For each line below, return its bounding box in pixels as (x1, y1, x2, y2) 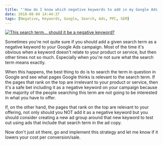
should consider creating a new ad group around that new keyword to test (5, 115, 153, 121)
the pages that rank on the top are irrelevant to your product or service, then (5, 79, 158, 85)
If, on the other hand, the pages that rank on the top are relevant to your (5, 104, 149, 110)
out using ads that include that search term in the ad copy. (5, 120, 122, 126)
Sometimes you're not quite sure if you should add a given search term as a (5, 39, 157, 45)
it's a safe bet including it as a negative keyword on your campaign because (5, 85, 158, 91)
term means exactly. (5, 59, 46, 66)
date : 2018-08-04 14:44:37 (5, 12, 60, 17)
